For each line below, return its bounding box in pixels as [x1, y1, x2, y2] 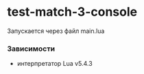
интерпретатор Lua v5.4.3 [16, 60, 93, 68]
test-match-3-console [7, 4, 138, 20]
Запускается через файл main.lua [7, 27, 105, 35]
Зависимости [7, 44, 56, 53]
